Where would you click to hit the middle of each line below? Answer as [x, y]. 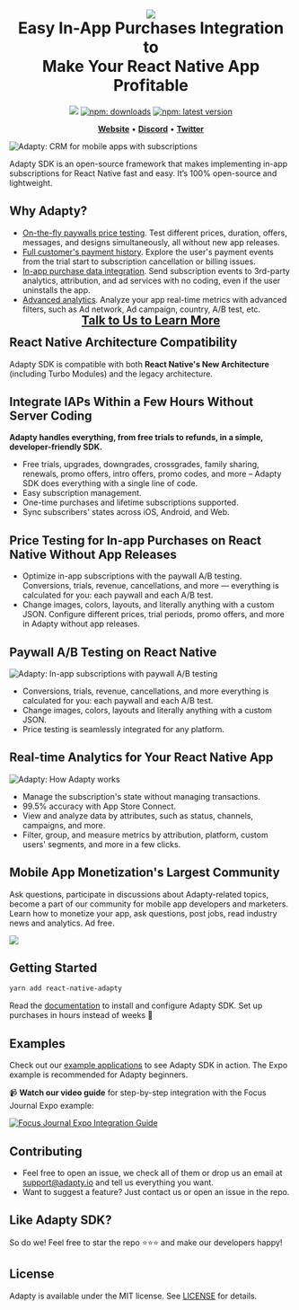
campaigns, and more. [64, 825]
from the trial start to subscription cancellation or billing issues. [139, 261]
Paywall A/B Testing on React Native [113, 652]
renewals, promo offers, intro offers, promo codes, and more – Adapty [152, 474]
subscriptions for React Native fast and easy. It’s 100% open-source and [143, 173]
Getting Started [53, 968]
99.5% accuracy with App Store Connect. [99, 806]
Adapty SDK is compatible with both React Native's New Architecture [139, 364]
